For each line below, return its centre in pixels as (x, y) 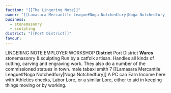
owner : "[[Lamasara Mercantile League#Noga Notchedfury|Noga (72, 15)
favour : (13, 39)
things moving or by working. (36, 85)
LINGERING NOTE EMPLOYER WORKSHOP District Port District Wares (79, 53)
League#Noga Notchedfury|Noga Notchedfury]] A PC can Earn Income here (85, 74)
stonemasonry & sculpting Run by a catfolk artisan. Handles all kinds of (80, 58)
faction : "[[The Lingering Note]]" (43, 10)
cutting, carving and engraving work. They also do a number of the (76, 64)
